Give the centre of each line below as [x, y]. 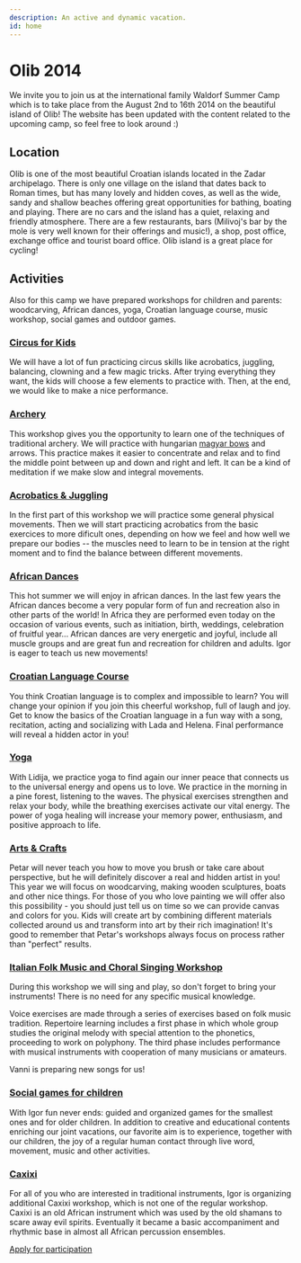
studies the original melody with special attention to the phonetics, [132, 1033]
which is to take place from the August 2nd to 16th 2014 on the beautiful [142, 105]
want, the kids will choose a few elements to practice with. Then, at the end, [150, 381]
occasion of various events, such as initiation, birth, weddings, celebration [147, 625]
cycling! [24, 250]
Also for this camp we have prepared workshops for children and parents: [146, 300]
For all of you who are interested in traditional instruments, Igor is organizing [150, 1194]
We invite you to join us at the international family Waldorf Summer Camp [145, 95]
